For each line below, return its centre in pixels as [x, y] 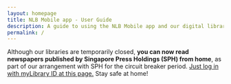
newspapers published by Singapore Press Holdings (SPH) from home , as [114, 59]
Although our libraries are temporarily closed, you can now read [98, 52]
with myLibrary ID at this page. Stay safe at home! [78, 74]
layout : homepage [32, 13]
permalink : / [26, 32]
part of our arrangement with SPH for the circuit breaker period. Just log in [113, 66]
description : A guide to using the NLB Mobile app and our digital [106, 26]
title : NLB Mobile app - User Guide [59, 20]
